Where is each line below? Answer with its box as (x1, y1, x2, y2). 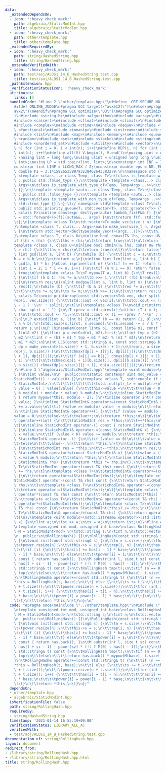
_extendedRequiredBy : (9, 44, 54, 49)
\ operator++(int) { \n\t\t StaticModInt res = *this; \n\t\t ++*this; (14, 418, 156, 423)
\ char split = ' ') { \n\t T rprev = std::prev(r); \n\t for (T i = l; (14, 307, 158, 312)
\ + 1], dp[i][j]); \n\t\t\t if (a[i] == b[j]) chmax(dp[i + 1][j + (14, 353, 154, 358)
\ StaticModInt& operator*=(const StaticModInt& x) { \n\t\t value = (14, 450, 156, 455)
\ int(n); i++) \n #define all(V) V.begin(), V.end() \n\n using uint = (14, 150, 158, 155)
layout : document (5, 741, 41, 746)
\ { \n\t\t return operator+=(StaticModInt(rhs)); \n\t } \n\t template (14, 474, 154, 479)
